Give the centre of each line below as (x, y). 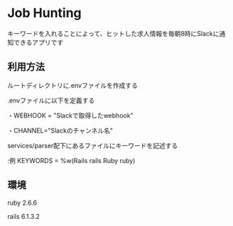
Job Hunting (44, 13)
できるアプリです (38, 42)
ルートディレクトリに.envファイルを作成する (73, 85)
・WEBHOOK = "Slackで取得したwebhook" (70, 115)
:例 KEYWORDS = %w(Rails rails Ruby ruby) (71, 160)
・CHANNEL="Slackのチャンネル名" (60, 130)
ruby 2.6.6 (22, 203)
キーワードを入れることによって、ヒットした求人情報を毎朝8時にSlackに (113, 33)
